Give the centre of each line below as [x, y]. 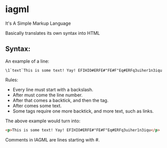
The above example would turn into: [43, 121]
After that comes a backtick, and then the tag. [60, 100]
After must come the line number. [47, 95]
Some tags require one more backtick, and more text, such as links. [83, 111]
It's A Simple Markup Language [38, 23]
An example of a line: [27, 61]
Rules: [12, 80]
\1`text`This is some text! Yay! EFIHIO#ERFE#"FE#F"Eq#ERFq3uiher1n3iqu [84, 70]
